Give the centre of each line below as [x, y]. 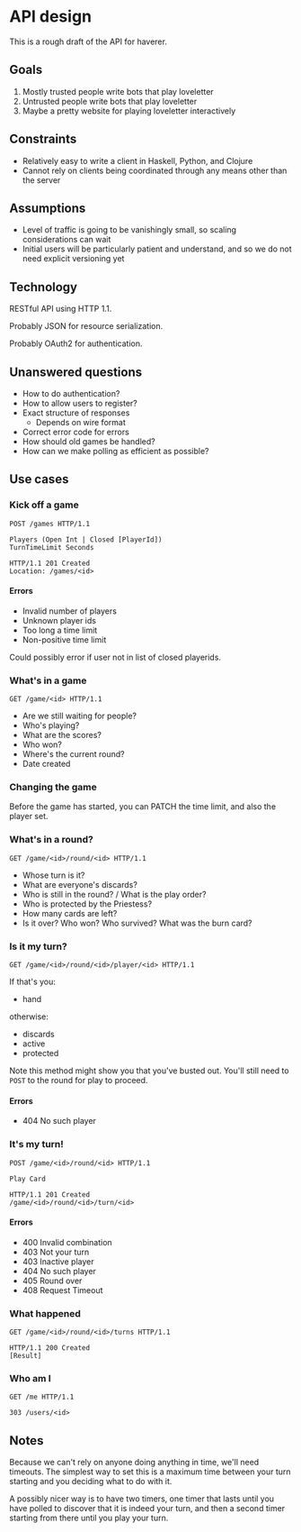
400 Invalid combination [67, 1242]
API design [51, 17]
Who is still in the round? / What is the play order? [114, 894]
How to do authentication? [71, 393]
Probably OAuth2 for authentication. [76, 343]
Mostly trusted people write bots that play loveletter [118, 91]
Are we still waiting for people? [80, 716]
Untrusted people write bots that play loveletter [110, 101]
